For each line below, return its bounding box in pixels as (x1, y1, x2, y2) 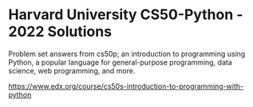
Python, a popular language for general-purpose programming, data (8, 57, 233, 67)
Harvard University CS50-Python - (8, 6, 243, 24)
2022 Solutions (8, 22, 113, 41)
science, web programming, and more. (8, 65, 136, 75)
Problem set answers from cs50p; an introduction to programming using (8, 49, 246, 58)
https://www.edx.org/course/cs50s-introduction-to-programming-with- (8, 81, 244, 91)
